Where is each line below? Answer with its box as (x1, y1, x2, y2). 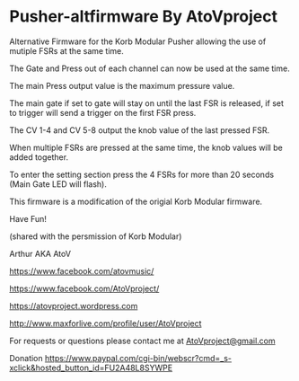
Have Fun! (9, 213, 48, 224)
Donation (9, 352, 43, 363)
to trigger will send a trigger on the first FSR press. (9, 107, 197, 118)
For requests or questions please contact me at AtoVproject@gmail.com (9, 335, 276, 346)
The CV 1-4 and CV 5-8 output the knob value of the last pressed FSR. (9, 124, 270, 136)
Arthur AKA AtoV (9, 248, 72, 259)
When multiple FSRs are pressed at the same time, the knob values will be (9, 142, 283, 153)
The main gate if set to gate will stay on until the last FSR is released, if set (9, 97, 285, 109)
